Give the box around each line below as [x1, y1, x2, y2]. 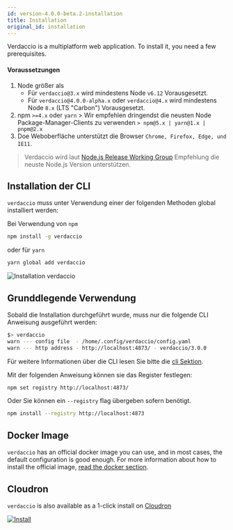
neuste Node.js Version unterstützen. [24, 160, 131, 168]
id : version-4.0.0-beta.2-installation [7, 10, 123, 17]
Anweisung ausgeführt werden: [7, 318, 97, 326]
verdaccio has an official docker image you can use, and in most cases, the [7, 448, 223, 457]
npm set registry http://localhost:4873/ [7, 384, 129, 391]
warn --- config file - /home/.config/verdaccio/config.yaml [7, 338, 191, 345]
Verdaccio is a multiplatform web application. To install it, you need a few [7, 43, 216, 51]
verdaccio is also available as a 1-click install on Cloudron [7, 501, 172, 510]
